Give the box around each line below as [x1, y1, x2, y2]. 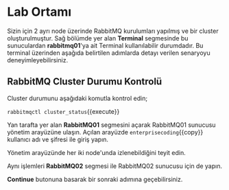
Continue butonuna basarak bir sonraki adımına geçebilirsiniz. [7, 175, 183, 183]
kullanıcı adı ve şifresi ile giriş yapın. [7, 135, 108, 143]
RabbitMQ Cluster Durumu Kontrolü [7, 76, 162, 88]
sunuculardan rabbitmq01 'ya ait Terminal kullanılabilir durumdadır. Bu [7, 41, 204, 49]
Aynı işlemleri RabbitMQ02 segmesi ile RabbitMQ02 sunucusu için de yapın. [7, 162, 223, 170]
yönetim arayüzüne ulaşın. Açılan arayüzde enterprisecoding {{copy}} [7, 128, 204, 136]
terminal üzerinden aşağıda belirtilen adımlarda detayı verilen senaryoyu [7, 49, 210, 57]
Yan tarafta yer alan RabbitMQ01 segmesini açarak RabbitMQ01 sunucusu [7, 121, 216, 129]
